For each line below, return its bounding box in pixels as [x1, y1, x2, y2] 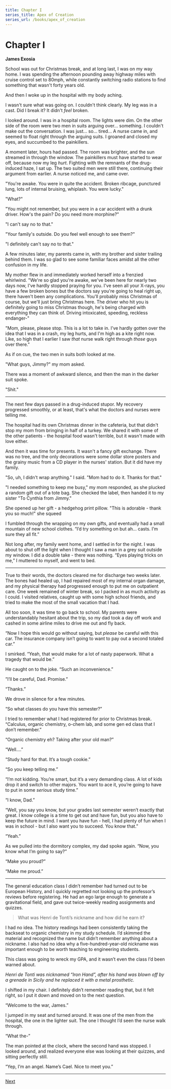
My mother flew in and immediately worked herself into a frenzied [5, 272, 144, 278]
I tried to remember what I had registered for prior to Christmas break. [5, 716, 152, 722]
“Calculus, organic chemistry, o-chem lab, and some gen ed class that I [5, 721, 155, 727]
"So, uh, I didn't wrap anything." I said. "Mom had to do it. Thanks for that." [5, 474, 162, 481]
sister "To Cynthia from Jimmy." [5, 495, 72, 501]
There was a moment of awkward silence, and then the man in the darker [5, 371, 159, 377]
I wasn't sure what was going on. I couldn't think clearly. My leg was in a [5, 102, 157, 108]
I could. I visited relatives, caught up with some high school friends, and [5, 594, 156, 600]
